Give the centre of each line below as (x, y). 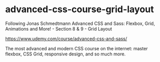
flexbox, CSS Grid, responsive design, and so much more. (65, 54)
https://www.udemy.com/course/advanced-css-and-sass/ (66, 39)
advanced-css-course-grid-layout (80, 9)
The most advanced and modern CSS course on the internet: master (77, 48)
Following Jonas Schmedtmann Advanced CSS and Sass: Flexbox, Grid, (80, 23)
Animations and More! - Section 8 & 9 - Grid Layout (59, 28)
